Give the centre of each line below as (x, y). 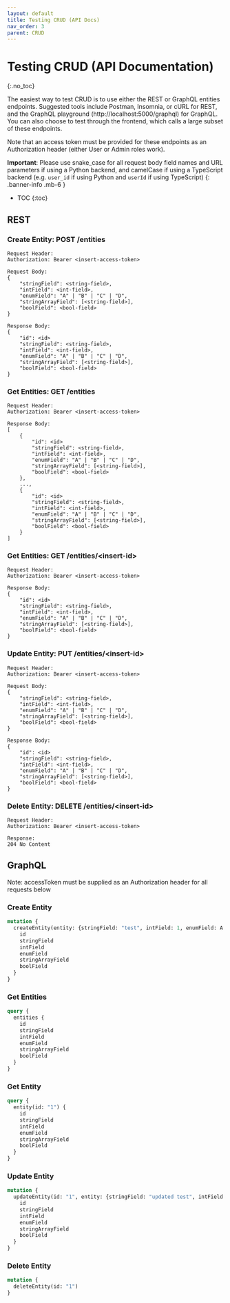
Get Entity (24, 1087)
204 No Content (29, 845)
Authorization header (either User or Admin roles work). (86, 150)
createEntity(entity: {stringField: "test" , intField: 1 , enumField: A (118, 928)
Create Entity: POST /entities (56, 239)
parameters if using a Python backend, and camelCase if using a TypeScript (115, 170)
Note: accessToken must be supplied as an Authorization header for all (107, 882)
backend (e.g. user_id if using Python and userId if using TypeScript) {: (108, 177)
